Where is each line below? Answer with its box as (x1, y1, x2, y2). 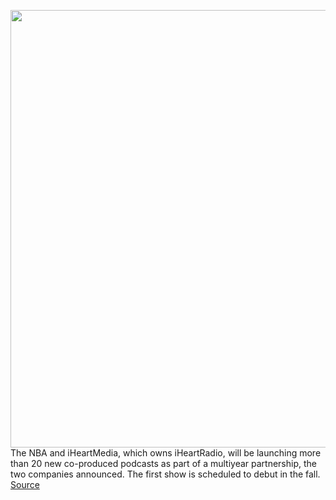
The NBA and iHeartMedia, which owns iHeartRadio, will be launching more (10, 447, 322, 459)
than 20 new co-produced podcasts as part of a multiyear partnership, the (10, 458, 317, 469)
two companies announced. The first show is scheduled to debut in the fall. (10, 468, 321, 480)
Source (10, 479, 40, 490)
